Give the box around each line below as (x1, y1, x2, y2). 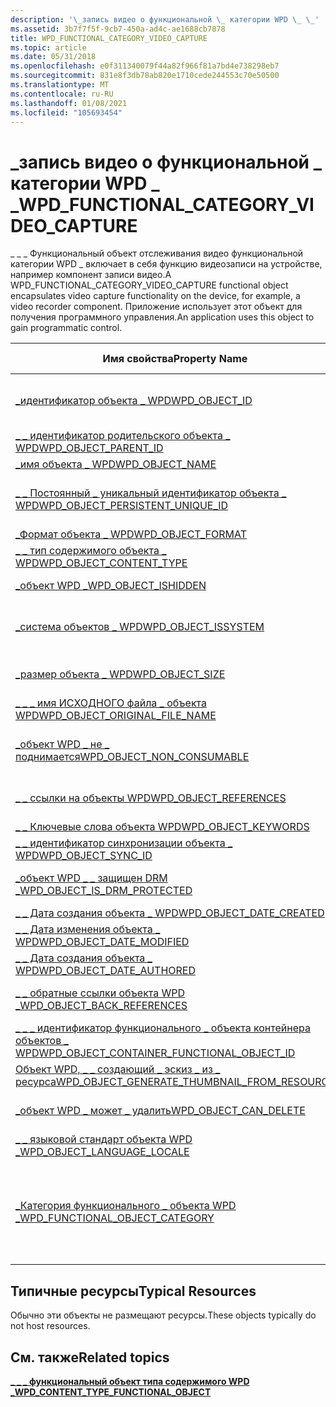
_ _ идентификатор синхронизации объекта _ (15, 836, 233, 850)
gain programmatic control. (10, 322, 123, 334)
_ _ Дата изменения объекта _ (15, 922, 161, 936)
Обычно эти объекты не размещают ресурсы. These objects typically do (10, 1309, 317, 1321)
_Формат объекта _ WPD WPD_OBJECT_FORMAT (15, 527, 248, 541)
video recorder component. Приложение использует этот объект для (10, 301, 303, 313)
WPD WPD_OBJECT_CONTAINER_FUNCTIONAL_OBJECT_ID (15, 1046, 296, 1060)
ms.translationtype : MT (10, 80, 110, 90)
